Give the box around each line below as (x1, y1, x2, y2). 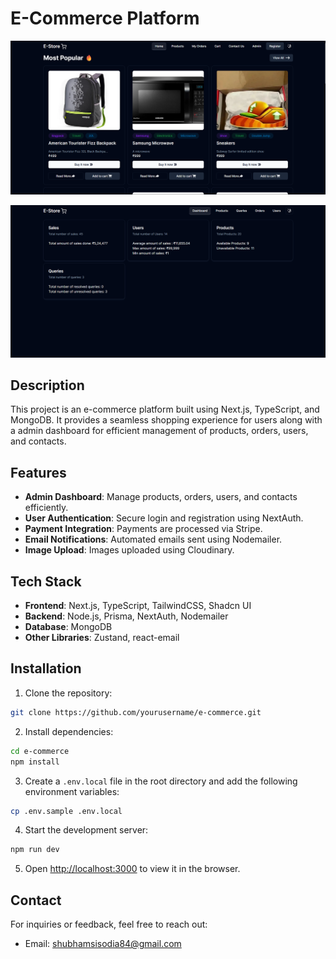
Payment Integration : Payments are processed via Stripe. (24, 523, 263, 535)
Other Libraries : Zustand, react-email (24, 632, 180, 644)
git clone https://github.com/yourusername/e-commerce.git (10, 707, 262, 717)
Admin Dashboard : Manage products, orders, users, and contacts (24, 491, 298, 503)
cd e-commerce (10, 746, 70, 756)
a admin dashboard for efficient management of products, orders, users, (10, 425, 309, 437)
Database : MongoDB (24, 621, 113, 633)
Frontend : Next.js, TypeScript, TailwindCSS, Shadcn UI (24, 600, 252, 612)
